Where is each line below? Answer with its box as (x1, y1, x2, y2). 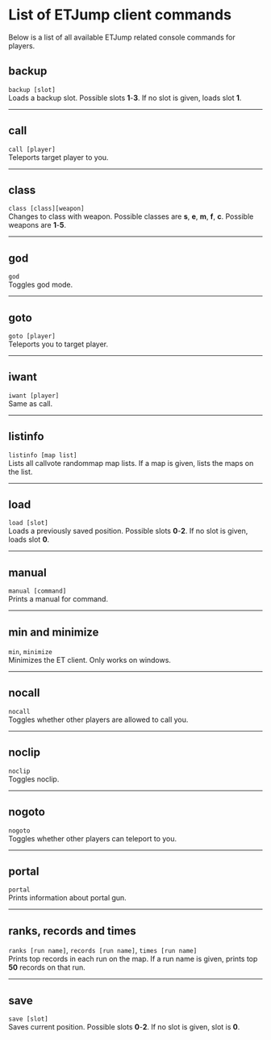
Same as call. (8, 398, 53, 409)
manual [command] (8, 587, 67, 595)
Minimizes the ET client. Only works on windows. (8, 656, 172, 665)
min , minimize (8, 647, 52, 656)
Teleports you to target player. (8, 339, 109, 349)
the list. (8, 467, 33, 476)
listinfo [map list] (8, 451, 78, 459)
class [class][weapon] (8, 204, 85, 213)
